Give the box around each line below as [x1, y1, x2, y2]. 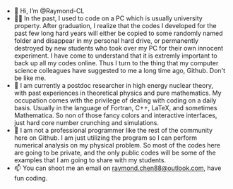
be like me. [13, 74, 47, 82]
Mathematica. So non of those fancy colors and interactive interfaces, [13, 111, 217, 119]
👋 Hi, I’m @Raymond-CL [13, 7, 85, 15]
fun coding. [13, 174, 48, 182]
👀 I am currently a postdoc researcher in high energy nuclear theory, [13, 82, 214, 89]
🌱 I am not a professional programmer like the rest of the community [13, 126, 213, 134]
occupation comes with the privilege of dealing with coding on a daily [13, 96, 217, 105]
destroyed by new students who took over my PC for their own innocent [13, 44, 224, 52]
